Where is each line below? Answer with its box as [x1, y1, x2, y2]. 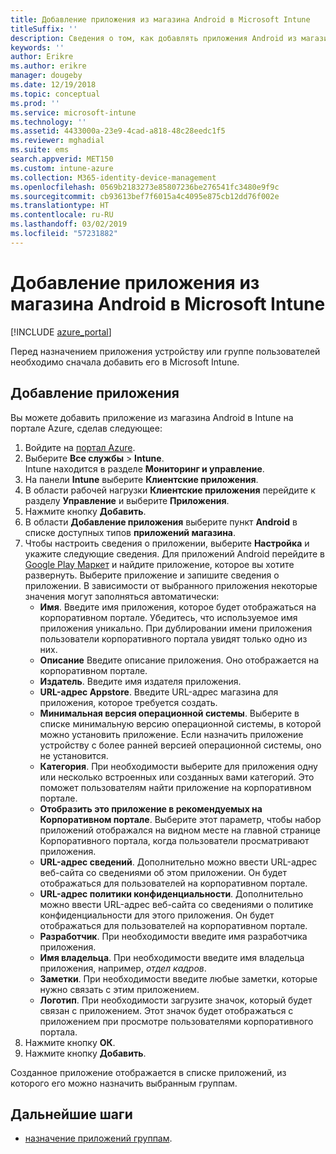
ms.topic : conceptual [10, 89, 101, 99]
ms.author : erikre [10, 61, 87, 71]
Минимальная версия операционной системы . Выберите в [39, 707, 300, 719]
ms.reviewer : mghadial [10, 136, 105, 146]
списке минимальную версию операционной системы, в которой [39, 717, 322, 730]
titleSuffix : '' [10, 24, 78, 34]
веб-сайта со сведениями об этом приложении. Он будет [39, 866, 287, 878]
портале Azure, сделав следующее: [10, 422, 163, 434]
